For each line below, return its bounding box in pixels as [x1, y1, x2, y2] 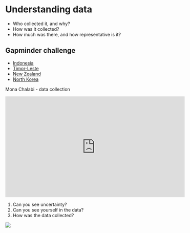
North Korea [12, 76, 39, 82]
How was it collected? [12, 26, 59, 32]
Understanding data [5, 4, 92, 15]
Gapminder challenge [5, 46, 76, 55]
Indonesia [12, 60, 34, 66]
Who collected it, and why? [12, 20, 70, 27]
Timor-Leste [12, 65, 39, 71]
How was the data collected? [12, 212, 74, 218]
